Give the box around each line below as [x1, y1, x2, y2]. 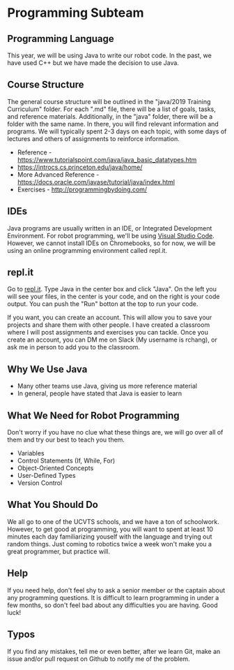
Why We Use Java [7, 363, 88, 375]
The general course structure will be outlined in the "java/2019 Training [7, 97, 211, 105]
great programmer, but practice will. [7, 547, 110, 555]
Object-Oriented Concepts [17, 464, 94, 472]
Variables [17, 449, 45, 458]
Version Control [17, 479, 63, 487]
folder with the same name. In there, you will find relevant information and [7, 119, 219, 128]
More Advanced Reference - [17, 170, 100, 179]
